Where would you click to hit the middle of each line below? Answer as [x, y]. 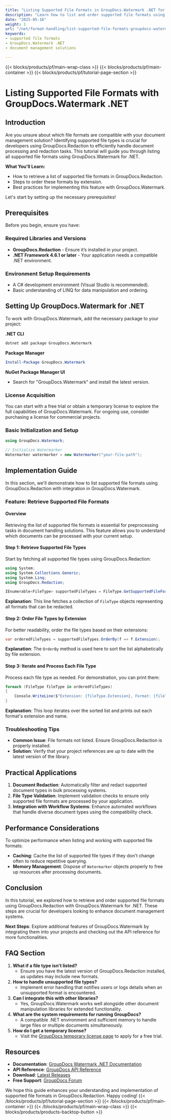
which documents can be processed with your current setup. [69, 536]
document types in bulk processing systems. [60, 791]
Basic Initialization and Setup [42, 430]
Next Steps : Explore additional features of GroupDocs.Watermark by [77, 926]
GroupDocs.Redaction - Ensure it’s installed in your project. [75, 249]
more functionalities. [27, 937]
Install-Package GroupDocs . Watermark [45, 362]
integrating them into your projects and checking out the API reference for [83, 932]
